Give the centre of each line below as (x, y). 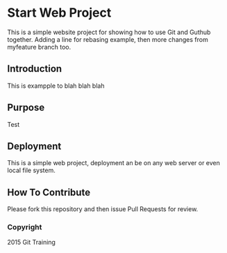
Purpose (26, 108)
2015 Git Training (31, 243)
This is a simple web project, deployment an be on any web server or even (114, 163)
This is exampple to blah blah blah (56, 86)
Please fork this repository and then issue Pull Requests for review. (103, 209)
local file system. (31, 170)
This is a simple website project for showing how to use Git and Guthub (109, 32)
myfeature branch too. (39, 47)
